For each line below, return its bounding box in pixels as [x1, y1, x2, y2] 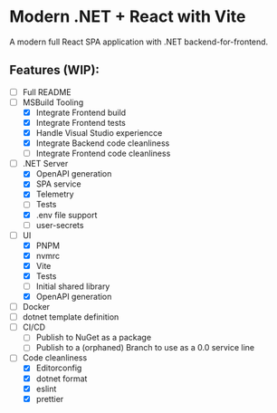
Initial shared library [35, 281, 110, 292]
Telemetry [35, 188, 74, 200]
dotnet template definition [22, 312, 119, 322]
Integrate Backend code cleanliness [35, 138, 170, 149]
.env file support [35, 209, 98, 220]
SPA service [35, 178, 81, 189]
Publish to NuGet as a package [35, 332, 152, 343]
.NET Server [22, 158, 69, 169]
